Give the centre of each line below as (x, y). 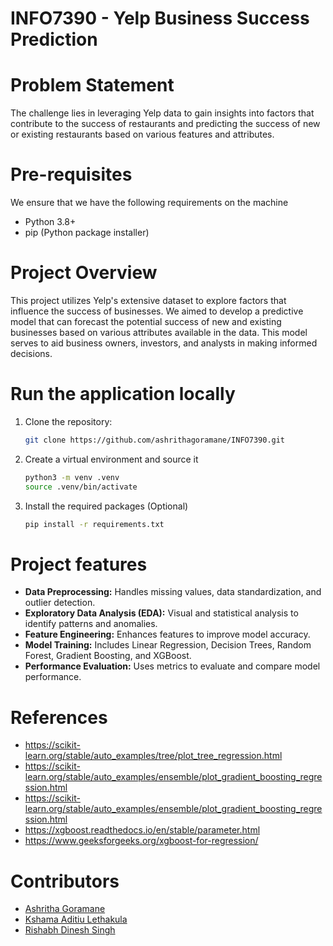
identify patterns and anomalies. (91, 624)
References (59, 717)
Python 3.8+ (50, 222)
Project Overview (84, 273)
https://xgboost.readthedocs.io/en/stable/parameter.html (142, 830)
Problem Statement (92, 85)
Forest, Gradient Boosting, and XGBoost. (108, 656)
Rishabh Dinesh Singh (70, 930)
